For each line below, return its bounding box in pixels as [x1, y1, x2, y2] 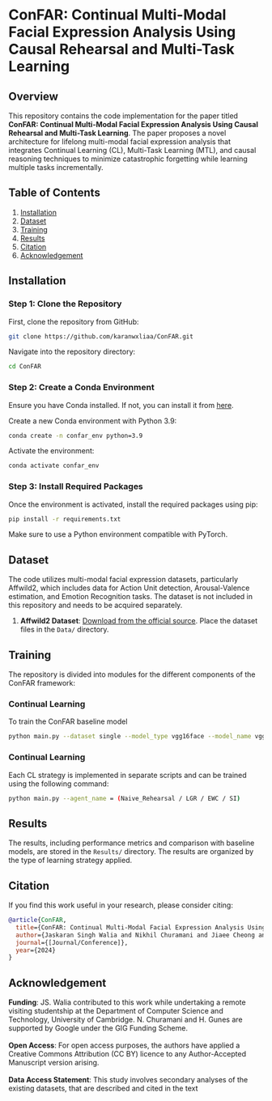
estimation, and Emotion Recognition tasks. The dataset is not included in [8, 592, 253, 602]
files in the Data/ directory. [19, 625, 109, 635]
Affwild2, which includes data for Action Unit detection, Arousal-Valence [8, 583, 250, 593]
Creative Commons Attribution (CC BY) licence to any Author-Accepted [8, 1049, 247, 1059]
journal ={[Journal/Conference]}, [15, 938, 129, 946]
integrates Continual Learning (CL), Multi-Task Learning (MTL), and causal [8, 146, 257, 155]
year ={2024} [15, 946, 57, 954]
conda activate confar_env [8, 461, 100, 470]
